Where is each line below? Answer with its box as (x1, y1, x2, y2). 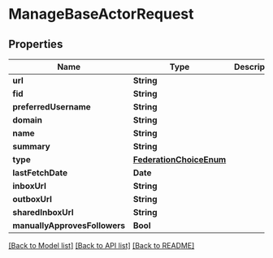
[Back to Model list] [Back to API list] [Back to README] (8, 241, 195, 250)
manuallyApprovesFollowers (12, 220, 126, 231)
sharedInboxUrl (12, 207, 75, 217)
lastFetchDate (12, 167, 68, 178)
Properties (8, 37, 63, 51)
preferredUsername (12, 101, 91, 112)
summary (12, 141, 50, 152)
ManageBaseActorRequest (8, 5, 194, 24)
